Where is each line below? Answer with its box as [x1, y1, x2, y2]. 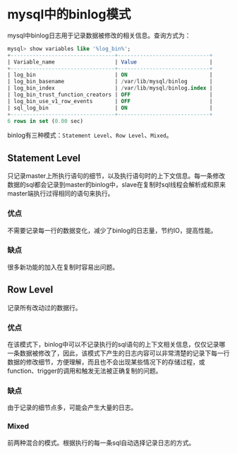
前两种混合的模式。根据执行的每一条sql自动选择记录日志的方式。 [7, 438, 195, 447]
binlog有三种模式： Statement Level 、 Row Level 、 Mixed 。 [7, 131, 173, 140]
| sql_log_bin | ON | [7, 104, 213, 112]
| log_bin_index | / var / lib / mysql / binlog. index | [7, 85, 213, 92]
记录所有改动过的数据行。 [7, 303, 82, 311]
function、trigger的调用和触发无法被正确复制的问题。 [7, 366, 162, 375]
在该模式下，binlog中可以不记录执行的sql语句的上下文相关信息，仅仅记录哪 [7, 340, 226, 348]
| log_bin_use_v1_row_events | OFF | [7, 97, 213, 104]
